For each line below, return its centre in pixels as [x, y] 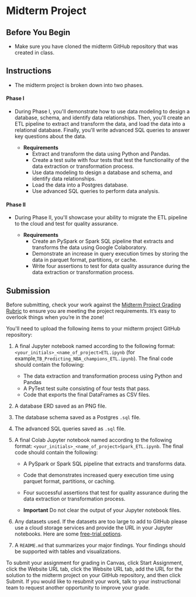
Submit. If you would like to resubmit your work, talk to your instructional [93, 582]
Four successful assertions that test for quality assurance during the [106, 493]
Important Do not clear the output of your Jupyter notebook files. [102, 510]
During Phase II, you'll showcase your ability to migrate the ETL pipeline [101, 218]
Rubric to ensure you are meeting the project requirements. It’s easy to [91, 311]
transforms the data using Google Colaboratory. [90, 247]
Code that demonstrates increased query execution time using [99, 475]
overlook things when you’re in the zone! [55, 318]
